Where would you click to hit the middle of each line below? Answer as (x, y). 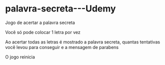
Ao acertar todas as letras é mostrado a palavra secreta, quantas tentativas (83, 42)
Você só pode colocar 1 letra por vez (43, 32)
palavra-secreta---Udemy (60, 9)
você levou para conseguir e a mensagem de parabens (62, 47)
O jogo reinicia (20, 57)
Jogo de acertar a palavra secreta (40, 22)
